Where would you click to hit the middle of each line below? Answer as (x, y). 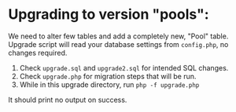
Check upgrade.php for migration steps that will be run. (108, 76)
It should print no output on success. (68, 99)
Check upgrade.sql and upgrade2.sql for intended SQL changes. (124, 67)
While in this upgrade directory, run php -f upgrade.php (109, 85)
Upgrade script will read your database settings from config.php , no (118, 44)
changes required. (38, 52)
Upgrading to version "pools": (109, 14)
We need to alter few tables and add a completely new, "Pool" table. (118, 36)
